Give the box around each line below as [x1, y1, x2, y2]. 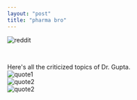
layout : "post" [7, 10, 51, 17]
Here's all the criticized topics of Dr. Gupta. [7, 62, 131, 71]
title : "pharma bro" [7, 17, 67, 24]
